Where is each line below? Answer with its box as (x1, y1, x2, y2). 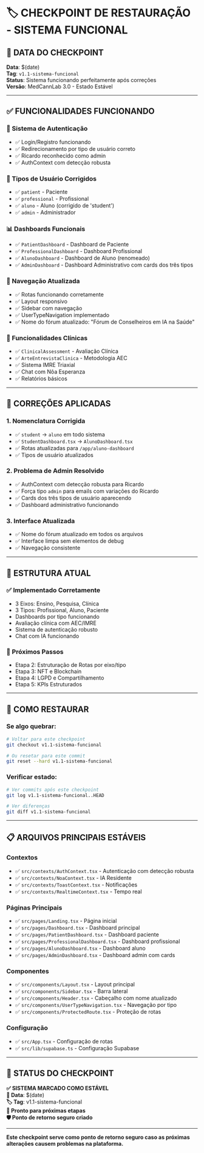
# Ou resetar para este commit (6, 753, 86, 759)
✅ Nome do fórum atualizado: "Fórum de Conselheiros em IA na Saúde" (15, 318, 195, 326)
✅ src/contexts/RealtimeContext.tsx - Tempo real (15, 888, 142, 895)
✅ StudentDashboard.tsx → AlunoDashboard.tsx (15, 437, 133, 445)
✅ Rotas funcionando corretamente (15, 291, 104, 298)
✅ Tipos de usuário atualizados (15, 451, 94, 458)
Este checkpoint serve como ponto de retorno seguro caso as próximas (6, 1134, 190, 1141)
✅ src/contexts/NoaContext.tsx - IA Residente (15, 874, 132, 881)
